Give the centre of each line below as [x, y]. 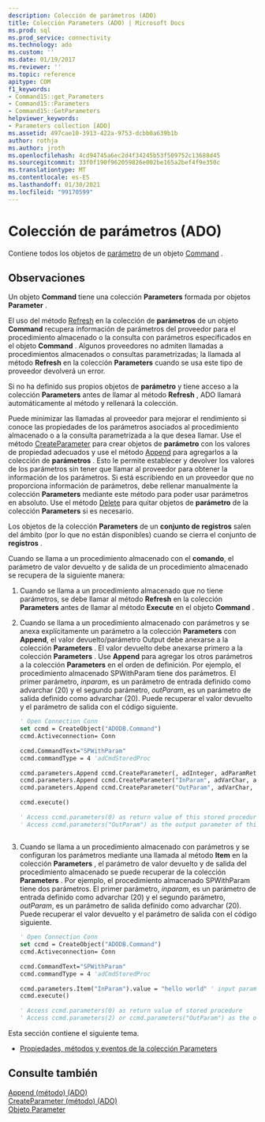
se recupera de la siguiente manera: [67, 575]
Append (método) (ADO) [48, 1092]
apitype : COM [30, 81]
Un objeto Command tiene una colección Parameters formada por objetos [129, 297]
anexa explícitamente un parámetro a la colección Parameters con [128, 631]
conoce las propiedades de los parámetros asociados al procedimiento [123, 427]
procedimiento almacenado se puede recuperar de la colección [123, 872]
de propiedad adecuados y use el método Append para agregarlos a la [123, 453]
